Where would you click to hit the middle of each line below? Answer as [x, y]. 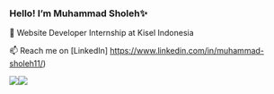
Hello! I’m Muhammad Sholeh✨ [79, 13]
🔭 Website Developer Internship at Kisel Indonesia [102, 33]
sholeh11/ [26, 64]
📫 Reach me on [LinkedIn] [59, 51]
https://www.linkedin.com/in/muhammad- [187, 51]
